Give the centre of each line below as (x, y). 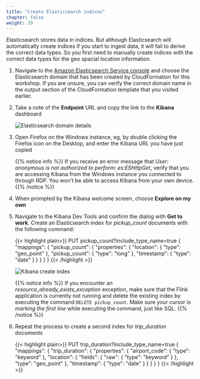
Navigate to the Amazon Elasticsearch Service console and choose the (102, 71)
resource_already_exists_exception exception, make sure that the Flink (101, 289)
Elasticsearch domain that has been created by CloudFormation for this (102, 77)
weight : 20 (20, 23)
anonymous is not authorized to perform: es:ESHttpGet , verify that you (102, 168)
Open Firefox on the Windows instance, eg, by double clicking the (96, 137)
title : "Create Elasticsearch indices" (56, 12)
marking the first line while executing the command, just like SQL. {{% (101, 308)
